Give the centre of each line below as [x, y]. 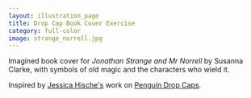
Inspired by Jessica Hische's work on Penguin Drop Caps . [105, 85]
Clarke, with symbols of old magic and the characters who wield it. [119, 70]
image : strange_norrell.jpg [56, 38]
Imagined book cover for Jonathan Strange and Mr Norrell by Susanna [126, 61]
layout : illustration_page [54, 16]
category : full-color [45, 31]
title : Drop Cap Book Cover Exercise [72, 23]
